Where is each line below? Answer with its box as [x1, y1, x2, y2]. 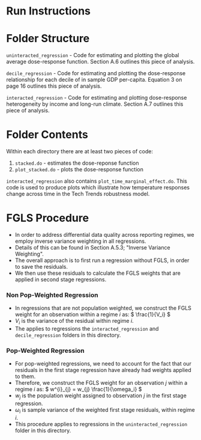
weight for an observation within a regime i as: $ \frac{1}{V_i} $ [14, 311, 171, 318]
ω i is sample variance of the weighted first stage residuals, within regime [14, 406, 195, 415]
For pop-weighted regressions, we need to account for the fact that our [14, 360, 192, 367]
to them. [14, 373, 36, 380]
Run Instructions [6, 4, 91, 18]
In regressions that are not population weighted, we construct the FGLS [14, 305, 192, 312]
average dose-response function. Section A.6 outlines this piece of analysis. [6, 58, 195, 66]
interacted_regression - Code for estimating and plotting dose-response [6, 94, 187, 102]
